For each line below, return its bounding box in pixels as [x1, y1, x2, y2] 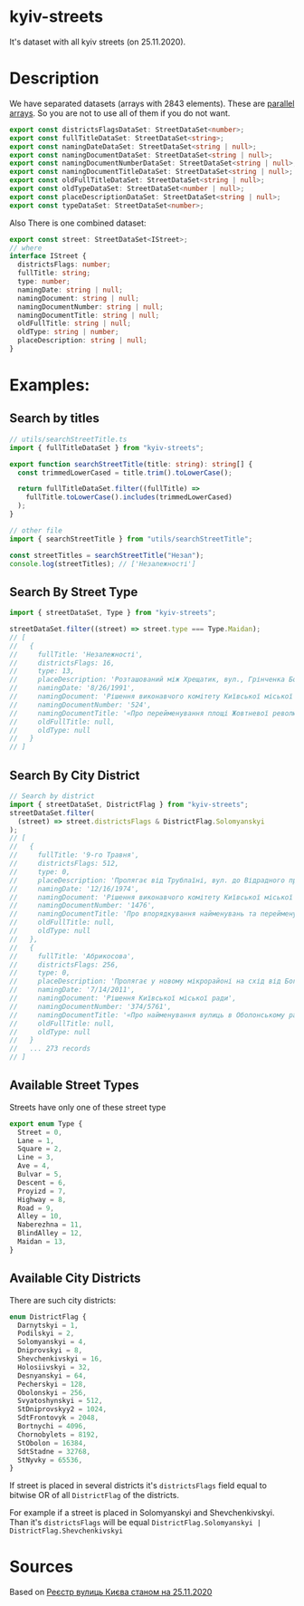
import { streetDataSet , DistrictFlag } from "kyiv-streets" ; [9, 800, 249, 809]
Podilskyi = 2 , [17, 1329, 75, 1338]
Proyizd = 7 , [17, 1187, 67, 1196]
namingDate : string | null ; [17, 285, 124, 294]
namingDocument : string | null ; [17, 293, 140, 303]
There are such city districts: [9, 1294, 117, 1305]
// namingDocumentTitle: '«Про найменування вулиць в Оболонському [9, 1010, 285, 1020]
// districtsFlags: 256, [9, 960, 119, 969]
